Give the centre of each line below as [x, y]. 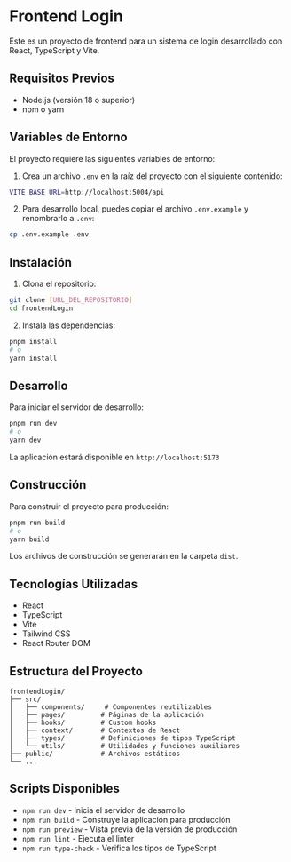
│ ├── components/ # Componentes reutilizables [111, 707]
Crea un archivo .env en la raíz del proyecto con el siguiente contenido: [152, 176]
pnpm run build [37, 523]
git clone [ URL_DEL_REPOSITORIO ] [71, 300]
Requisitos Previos [62, 79]
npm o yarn [43, 109]
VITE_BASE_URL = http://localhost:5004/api [87, 192]
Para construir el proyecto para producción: [89, 506]
